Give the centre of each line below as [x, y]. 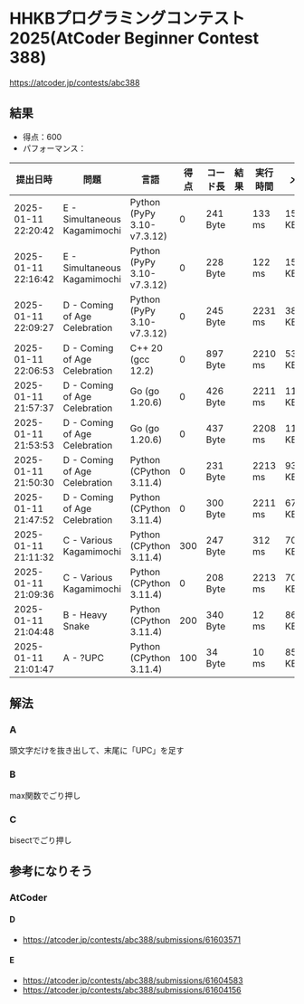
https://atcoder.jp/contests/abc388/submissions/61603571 [132, 939]
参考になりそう [51, 871]
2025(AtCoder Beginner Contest [134, 38]
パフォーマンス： [54, 148]
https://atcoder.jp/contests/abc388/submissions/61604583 [133, 980]
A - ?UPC [83, 658]
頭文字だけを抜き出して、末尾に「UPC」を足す [97, 751]
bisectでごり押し [41, 840]
